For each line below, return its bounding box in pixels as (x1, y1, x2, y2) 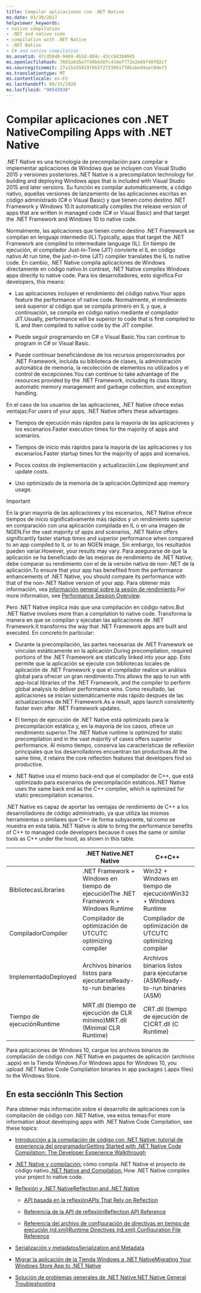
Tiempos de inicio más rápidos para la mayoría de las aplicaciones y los (14, 443, 192, 451)
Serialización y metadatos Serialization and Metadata (14, 1244, 145, 1251)
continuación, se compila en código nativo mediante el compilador (14, 308, 179, 316)
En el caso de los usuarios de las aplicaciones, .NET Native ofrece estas (6, 401, 184, 408)
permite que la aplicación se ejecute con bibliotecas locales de (14, 659, 170, 667)
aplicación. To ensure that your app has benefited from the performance (6, 566, 183, 574)
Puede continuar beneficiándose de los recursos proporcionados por (14, 351, 185, 358)
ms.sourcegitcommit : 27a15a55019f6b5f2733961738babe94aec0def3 (6, 64, 167, 71)
